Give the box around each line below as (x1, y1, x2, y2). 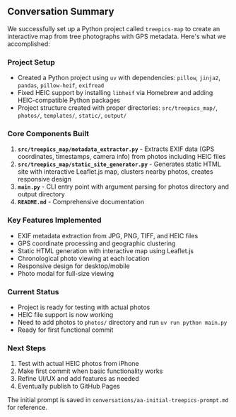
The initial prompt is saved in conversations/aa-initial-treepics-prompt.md (7, 396, 229, 404)
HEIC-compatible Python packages (17, 96, 121, 105)
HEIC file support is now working (17, 311, 114, 318)
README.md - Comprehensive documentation (17, 198, 145, 206)
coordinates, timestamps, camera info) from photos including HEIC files (17, 152, 226, 161)
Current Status (7, 287, 59, 296)
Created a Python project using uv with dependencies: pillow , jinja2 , (17, 74, 221, 82)
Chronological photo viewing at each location (17, 254, 150, 262)
